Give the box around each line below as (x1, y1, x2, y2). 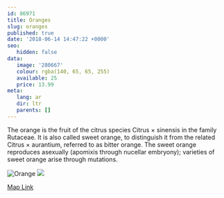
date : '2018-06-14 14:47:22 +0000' (7, 36, 110, 43)
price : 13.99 (16, 81, 54, 88)
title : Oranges (7, 17, 51, 24)
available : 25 (16, 74, 58, 82)
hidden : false (16, 49, 58, 56)
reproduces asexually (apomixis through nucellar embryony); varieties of (7, 147, 215, 156)
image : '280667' (16, 62, 64, 69)
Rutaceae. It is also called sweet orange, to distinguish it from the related (7, 133, 216, 141)
